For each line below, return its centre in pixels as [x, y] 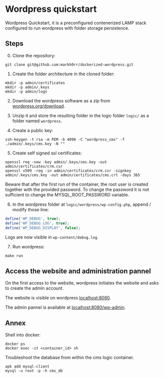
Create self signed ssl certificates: [47, 153]
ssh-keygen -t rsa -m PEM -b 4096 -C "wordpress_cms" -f [65, 140]
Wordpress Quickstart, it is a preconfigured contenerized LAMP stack [76, 23]
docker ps [15, 344]
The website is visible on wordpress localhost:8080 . [58, 298]
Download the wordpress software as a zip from [61, 100]
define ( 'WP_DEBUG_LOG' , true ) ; [37, 223]
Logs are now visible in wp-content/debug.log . [52, 237]
